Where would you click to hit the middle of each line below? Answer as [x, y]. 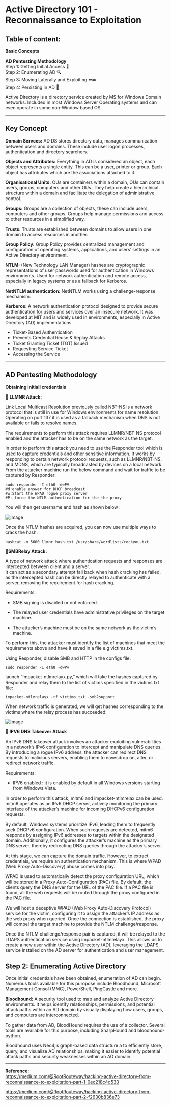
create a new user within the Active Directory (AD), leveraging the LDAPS [82, 945]
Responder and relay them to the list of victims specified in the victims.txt [82, 682]
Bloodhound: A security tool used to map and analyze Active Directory [80, 999]
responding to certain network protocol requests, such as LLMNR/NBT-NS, [84, 459]
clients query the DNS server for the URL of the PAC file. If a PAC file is [79, 887]
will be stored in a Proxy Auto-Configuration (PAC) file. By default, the [78, 882]
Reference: [17, 1071]
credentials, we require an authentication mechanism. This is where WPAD [83, 861]
